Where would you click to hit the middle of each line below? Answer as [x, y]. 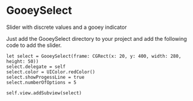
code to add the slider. [34, 45]
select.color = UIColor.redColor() [51, 72]
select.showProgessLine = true [45, 77]
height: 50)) [23, 61]
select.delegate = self [36, 67]
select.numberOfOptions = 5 [41, 82]
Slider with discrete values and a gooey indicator [67, 27]
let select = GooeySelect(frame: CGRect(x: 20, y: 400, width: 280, [94, 56]
